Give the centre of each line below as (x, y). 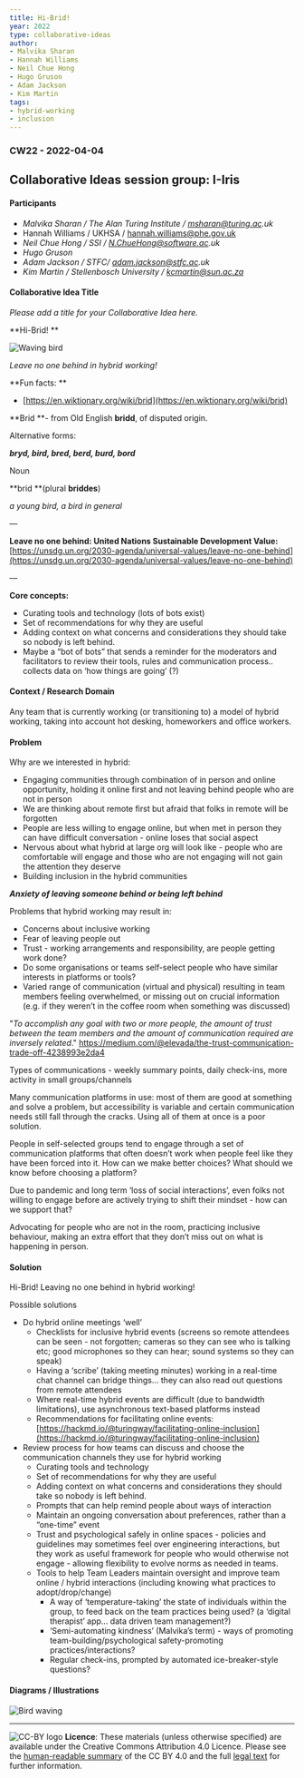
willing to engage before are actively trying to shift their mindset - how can (148, 1200)
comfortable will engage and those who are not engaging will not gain (152, 857)
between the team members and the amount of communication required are (152, 1033)
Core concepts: (39, 595)
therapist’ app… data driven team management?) (140, 1621)
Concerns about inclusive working (86, 929)
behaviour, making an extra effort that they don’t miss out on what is (137, 1237)
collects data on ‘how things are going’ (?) (100, 670)
